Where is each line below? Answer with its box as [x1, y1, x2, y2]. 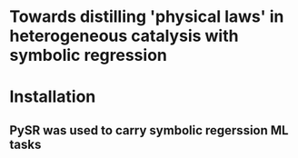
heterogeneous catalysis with [9, 25, 239, 46]
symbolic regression [9, 45, 168, 65]
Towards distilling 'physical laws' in [9, 6, 284, 27]
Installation [9, 86, 96, 107]
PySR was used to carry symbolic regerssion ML [9, 123, 289, 138]
